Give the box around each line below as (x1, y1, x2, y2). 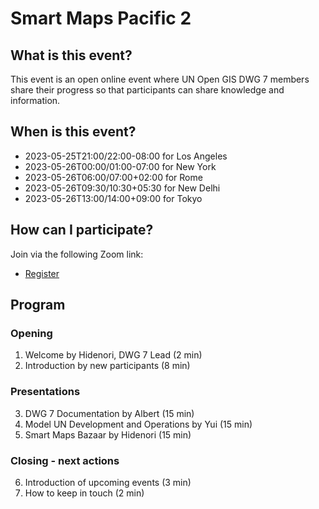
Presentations (10, 385, 81, 399)
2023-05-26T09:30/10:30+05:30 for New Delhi (24, 182, 221, 194)
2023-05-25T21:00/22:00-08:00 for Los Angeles (24, 150, 228, 162)
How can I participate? (10, 222, 154, 239)
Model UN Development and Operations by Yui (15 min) (24, 418, 253, 430)
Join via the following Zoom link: (10, 248, 144, 260)
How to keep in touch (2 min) (24, 487, 145, 499)
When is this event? (10, 123, 137, 141)
